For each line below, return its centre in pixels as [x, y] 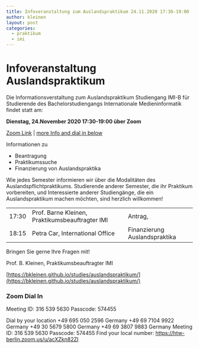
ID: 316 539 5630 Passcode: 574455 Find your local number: [80, 333]
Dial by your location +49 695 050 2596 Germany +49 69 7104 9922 [90, 321]
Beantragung [31, 156]
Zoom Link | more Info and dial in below [54, 133]
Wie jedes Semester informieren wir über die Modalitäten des [81, 180]
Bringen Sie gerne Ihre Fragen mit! [48, 252]
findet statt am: [25, 109]
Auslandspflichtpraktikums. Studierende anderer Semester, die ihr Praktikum [99, 186]
